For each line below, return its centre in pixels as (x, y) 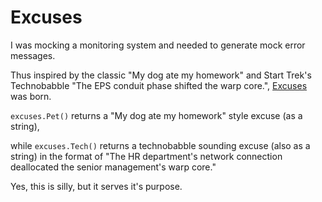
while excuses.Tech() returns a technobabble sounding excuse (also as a (160, 145)
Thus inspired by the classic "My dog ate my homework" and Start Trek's (161, 75)
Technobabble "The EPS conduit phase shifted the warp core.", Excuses (159, 85)
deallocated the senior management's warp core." (113, 167)
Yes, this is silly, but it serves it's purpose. (96, 186)
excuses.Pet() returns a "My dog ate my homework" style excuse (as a (156, 115)
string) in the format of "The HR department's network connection (146, 156)
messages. (33, 55)
